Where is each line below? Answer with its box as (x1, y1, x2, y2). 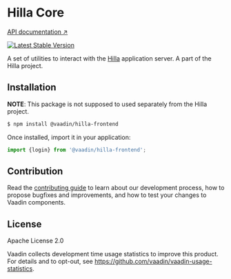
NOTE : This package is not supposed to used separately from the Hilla (7, 100, 208, 108)
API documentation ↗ (7, 28, 68, 36)
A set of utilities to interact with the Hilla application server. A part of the (7, 54, 212, 63)
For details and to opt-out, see (7, 257, 93, 266)
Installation (7, 81, 57, 94)
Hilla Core (7, 5, 64, 21)
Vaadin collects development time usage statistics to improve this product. (7, 250, 219, 258)
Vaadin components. (7, 198, 66, 207)
